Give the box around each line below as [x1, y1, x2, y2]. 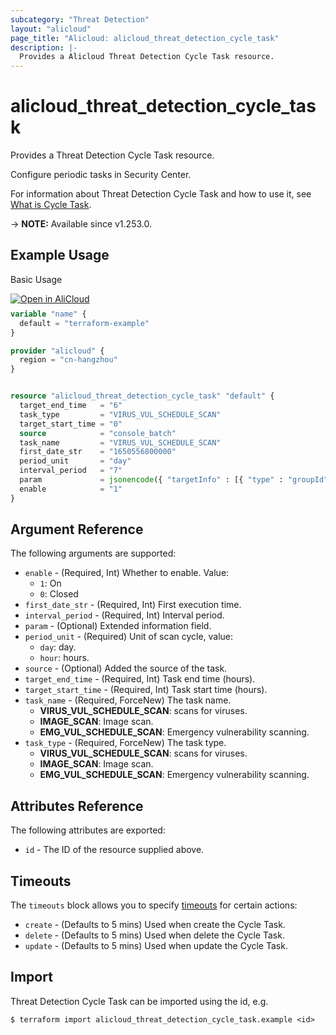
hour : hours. [39, 652, 90, 664]
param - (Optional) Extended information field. [24, 620, 212, 632]
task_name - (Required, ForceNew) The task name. [24, 694, 232, 706]
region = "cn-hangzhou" [19, 355, 118, 365]
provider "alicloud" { [10, 346, 105, 356]
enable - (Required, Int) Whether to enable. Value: [24, 567, 230, 579]
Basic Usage [10, 273, 63, 285]
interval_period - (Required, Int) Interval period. [24, 609, 225, 621]
